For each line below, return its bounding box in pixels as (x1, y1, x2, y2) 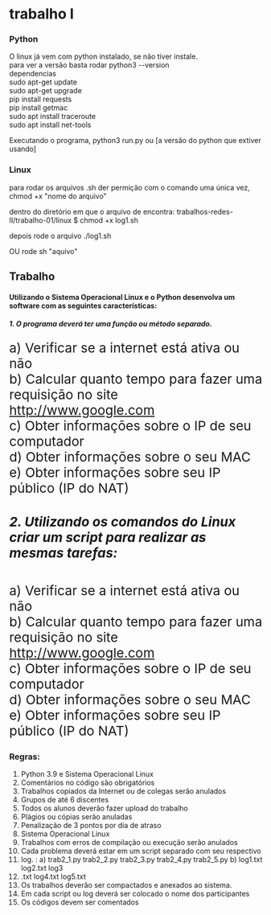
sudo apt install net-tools (9, 120, 92, 129)
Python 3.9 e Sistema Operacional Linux (20, 769, 154, 778)
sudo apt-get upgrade (9, 86, 83, 96)
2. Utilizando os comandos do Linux (9, 514, 236, 531)
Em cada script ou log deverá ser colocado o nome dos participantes (20, 888, 250, 898)
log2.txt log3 (20, 863, 64, 872)
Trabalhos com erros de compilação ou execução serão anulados (20, 837, 238, 847)
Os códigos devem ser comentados (20, 897, 139, 907)
